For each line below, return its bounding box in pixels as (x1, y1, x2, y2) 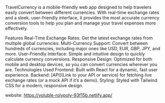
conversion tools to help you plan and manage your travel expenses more (5, 20, 156, 26)
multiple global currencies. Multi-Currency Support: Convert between (5, 40, 148, 46)
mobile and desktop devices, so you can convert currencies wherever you (5, 62, 158, 67)
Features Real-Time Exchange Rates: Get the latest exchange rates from (5, 35, 153, 41)
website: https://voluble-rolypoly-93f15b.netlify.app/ (5, 92, 113, 98)
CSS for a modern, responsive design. (5, 83, 84, 89)
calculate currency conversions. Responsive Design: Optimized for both (5, 56, 153, 62)
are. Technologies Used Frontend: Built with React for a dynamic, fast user (5, 67, 158, 73)
